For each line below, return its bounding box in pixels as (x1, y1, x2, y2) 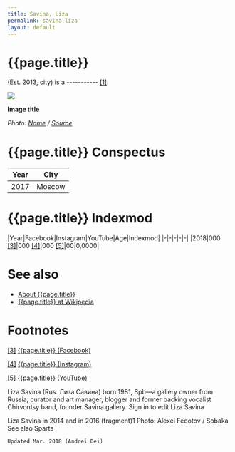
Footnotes (7, 322, 69, 339)
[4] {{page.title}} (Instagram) (7, 360, 92, 369)
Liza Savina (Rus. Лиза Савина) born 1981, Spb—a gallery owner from (7, 388, 214, 396)
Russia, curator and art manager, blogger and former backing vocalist (7, 395, 211, 404)
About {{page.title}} (17, 290, 76, 299)
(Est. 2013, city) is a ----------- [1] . (7, 78, 109, 86)
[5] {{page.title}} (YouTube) (7, 374, 88, 382)
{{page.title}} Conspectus (7, 144, 166, 160)
